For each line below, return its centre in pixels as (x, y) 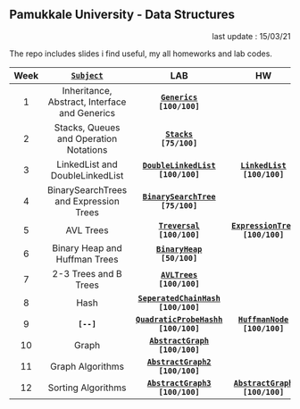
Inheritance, (87, 90)
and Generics (87, 113)
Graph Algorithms (87, 366)
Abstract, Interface (87, 102)
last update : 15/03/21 (251, 36)
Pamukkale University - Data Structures (122, 15)
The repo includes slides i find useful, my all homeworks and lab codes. (141, 54)
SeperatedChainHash (179, 298)
